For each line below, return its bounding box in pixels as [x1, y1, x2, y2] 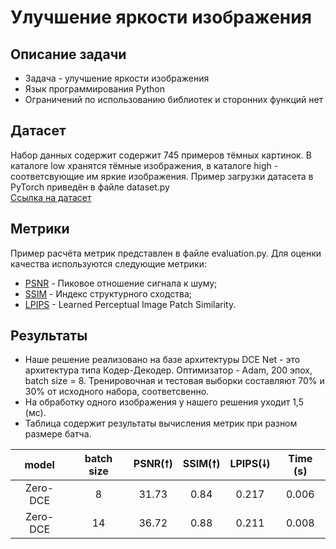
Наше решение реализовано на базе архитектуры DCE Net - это [24, 354, 301, 366]
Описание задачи [10, 46, 127, 63]
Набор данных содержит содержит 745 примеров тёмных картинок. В [10, 149, 312, 161]
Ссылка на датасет [10, 191, 92, 203]
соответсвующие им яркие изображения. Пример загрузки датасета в [10, 170, 314, 182]
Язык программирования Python [24, 83, 165, 95]
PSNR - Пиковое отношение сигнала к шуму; [24, 277, 218, 289]
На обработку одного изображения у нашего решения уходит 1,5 [24, 396, 304, 408]
